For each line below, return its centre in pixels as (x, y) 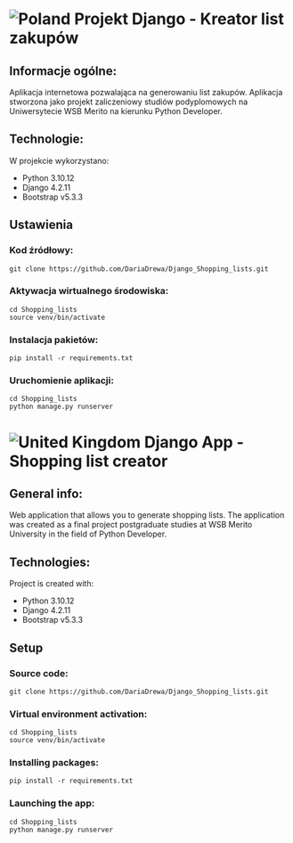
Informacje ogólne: (63, 71)
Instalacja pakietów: (54, 340)
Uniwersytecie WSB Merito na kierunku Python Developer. (116, 111)
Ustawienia (41, 225)
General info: (46, 493)
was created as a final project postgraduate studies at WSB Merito (131, 525)
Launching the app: (52, 804)
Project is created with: (52, 584)
